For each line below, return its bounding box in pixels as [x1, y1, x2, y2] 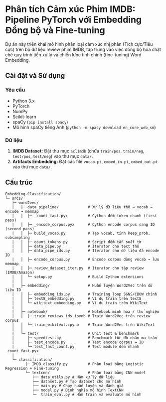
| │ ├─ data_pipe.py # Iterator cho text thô [11, 244, 140, 249]
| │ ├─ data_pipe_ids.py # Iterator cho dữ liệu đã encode [11, 248, 160, 253]
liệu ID [5, 287, 21, 292]
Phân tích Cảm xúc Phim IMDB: [5, 3, 136, 15]
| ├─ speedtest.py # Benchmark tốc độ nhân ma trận [11, 335, 157, 340]
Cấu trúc [5, 178, 33, 187]
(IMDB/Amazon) [5, 270, 35, 275]
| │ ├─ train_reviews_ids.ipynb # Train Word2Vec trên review [11, 313, 151, 318]
